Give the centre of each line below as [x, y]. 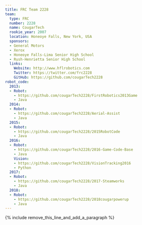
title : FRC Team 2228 [27, 9]
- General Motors [27, 46]
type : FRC [19, 18]
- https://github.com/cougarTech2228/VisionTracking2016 [72, 163]
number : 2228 [23, 23]
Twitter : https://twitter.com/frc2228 [53, 73]
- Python [23, 168]
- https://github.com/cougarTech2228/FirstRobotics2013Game [76, 95]
